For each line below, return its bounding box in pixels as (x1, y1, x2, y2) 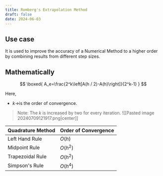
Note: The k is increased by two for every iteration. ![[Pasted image (17, 110, 155, 116)
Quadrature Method (7, 127, 55, 134)
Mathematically (5, 68, 54, 76)
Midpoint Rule (7, 144, 40, 151)
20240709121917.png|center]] (17, 115, 78, 121)
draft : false (5, 12, 32, 17)
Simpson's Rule (7, 162, 44, 169)
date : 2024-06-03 (5, 16, 41, 21)
